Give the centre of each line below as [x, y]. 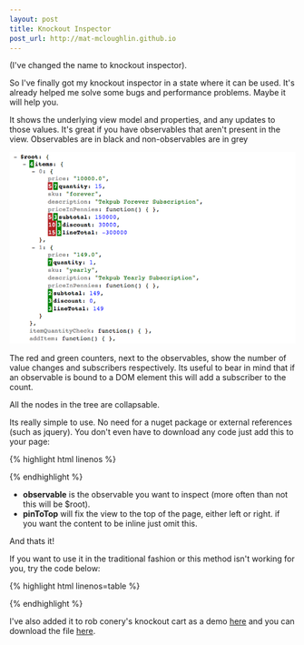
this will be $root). [56, 504]
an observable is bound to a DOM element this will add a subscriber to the [148, 377]
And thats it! [32, 540]
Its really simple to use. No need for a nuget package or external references [151, 422]
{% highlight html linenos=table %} [75, 586]
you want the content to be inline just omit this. [110, 523]
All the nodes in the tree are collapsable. [85, 404]
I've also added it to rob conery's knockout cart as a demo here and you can [152, 621]
